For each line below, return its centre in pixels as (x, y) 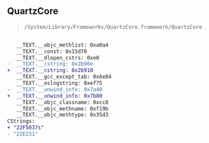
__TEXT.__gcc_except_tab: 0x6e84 (64, 77)
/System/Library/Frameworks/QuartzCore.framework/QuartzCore (113, 27)
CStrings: (21, 121)
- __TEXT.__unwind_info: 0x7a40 (55, 89)
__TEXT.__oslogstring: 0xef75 (59, 83)
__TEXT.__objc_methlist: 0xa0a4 (62, 45)
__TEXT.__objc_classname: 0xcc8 (62, 102)
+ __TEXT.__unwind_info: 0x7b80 (55, 96)
